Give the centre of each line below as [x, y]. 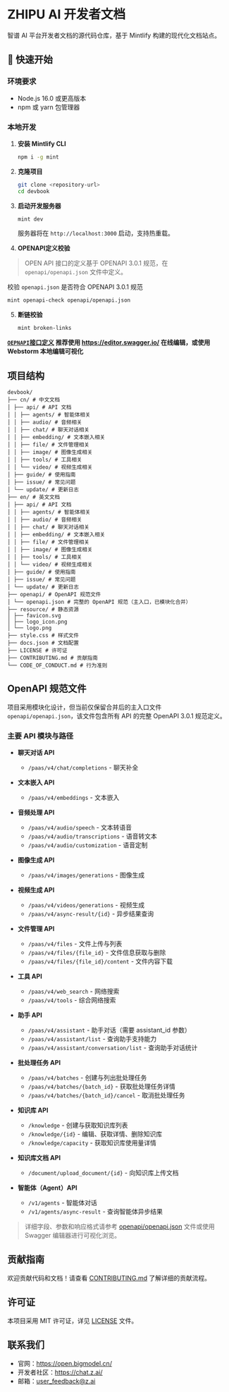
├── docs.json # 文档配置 [43, 643]
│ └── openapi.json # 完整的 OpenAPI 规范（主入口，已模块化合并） [99, 602]
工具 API [30, 976]
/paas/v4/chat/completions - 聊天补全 [83, 768]
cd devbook [33, 191]
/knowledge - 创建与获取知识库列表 [78, 1126]
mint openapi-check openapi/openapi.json [69, 300]
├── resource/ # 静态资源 [43, 609]
